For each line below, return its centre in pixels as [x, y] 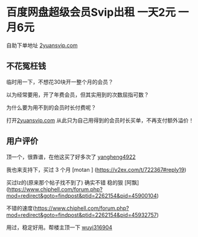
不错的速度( [21, 208]
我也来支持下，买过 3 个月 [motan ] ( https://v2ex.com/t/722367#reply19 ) [96, 169]
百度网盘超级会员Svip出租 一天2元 [91, 12]
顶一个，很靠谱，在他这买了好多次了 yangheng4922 [71, 157]
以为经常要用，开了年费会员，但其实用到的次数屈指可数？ [78, 95]
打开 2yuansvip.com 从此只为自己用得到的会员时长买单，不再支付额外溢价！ [100, 120]
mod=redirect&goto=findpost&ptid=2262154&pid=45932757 [81, 215]
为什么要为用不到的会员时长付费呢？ [51, 107]
